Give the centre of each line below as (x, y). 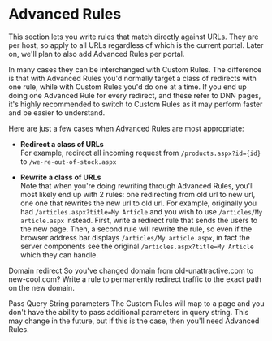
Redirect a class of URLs (62, 144)
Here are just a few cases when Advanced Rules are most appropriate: (127, 128)
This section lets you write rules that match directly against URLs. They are (134, 37)
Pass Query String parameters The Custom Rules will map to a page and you (136, 303)
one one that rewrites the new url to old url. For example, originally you (138, 203)
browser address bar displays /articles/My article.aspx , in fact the (135, 237)
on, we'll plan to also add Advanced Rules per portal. (97, 54)
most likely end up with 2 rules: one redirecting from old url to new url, (138, 194)
